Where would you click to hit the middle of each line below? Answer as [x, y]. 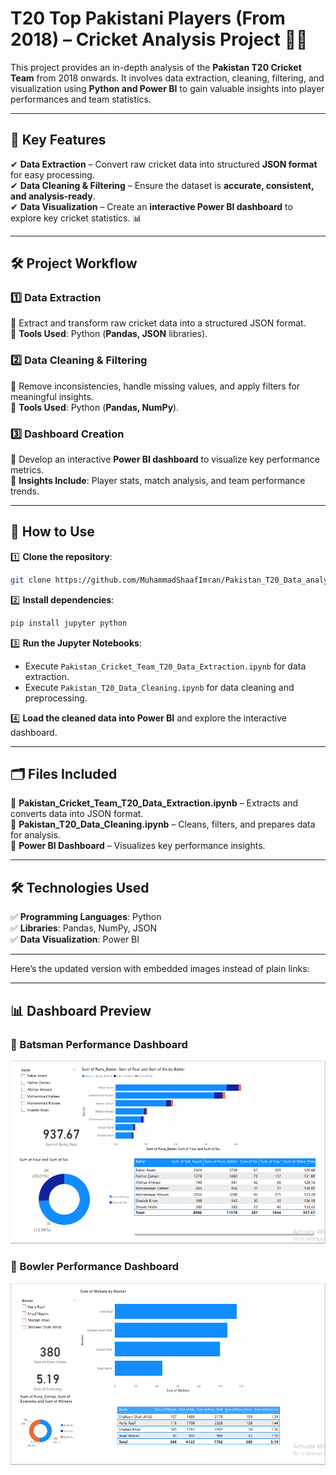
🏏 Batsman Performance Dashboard [99, 1044]
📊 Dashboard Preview [81, 1010]
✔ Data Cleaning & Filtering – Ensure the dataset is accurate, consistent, [162, 185]
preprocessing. [56, 698]
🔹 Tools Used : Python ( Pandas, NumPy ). [95, 407]
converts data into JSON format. [77, 814]
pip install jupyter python [69, 623]
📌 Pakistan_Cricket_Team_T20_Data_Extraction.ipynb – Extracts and [154, 803]
